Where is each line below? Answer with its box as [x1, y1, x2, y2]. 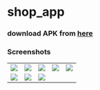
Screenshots [7, 47, 51, 57]
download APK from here [7, 29, 93, 38]
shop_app [7, 4, 65, 20]
